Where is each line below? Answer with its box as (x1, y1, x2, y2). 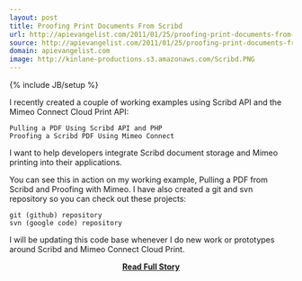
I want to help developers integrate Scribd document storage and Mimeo (9, 147, 279, 158)
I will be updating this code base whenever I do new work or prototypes (9, 234, 275, 245)
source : (9, 38, 39, 48)
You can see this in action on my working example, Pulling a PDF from (9, 174, 268, 185)
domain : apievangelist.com (9, 47, 111, 56)
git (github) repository (9, 211, 102, 220)
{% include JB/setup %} (9, 80, 99, 90)
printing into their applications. (9, 157, 123, 167)
